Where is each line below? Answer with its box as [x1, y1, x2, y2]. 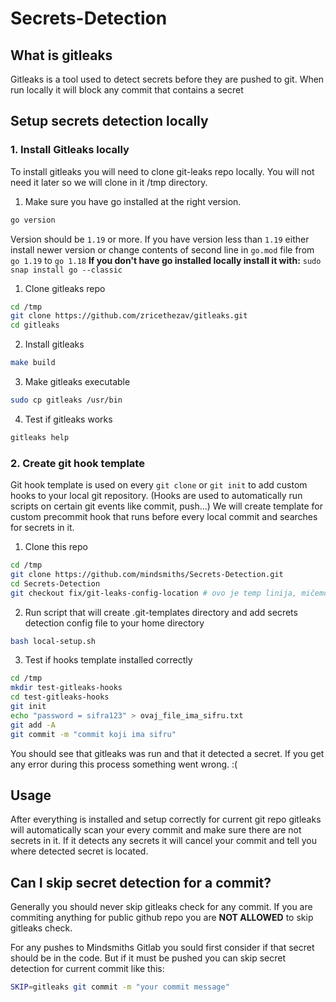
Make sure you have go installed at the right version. [24, 195, 242, 207]
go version [10, 215, 56, 225]
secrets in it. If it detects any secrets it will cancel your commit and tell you [10, 835, 317, 847]
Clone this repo [24, 541, 88, 553]
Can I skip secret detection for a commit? [10, 874, 272, 891]
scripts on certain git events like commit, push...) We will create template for [10, 500, 324, 512]
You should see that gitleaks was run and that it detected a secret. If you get [10, 747, 325, 759]
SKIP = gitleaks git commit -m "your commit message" [10, 982, 230, 992]
